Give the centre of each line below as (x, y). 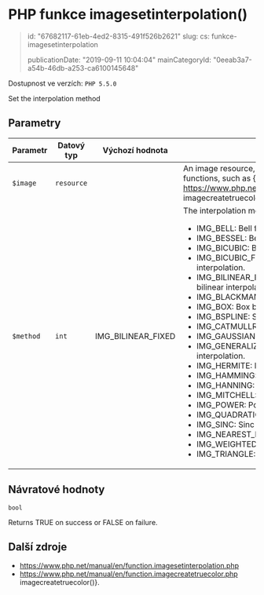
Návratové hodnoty (57, 489)
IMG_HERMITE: (224, 365)
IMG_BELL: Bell (224, 228)
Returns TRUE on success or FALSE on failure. (83, 522)
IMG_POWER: (221, 404)
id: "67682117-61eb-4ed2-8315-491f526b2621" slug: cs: (118, 36)
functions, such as (217, 178)
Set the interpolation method (54, 98)
